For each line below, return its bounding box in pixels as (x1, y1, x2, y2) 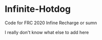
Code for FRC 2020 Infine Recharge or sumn (5, 20, 97, 26)
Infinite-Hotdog (5, 3, 71, 15)
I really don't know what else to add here (5, 29, 89, 35)
